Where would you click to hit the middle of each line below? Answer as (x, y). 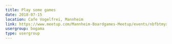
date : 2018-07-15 (24, 15)
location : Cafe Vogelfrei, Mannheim (44, 19)
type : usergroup (23, 33)
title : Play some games (31, 10)
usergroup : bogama (25, 29)
